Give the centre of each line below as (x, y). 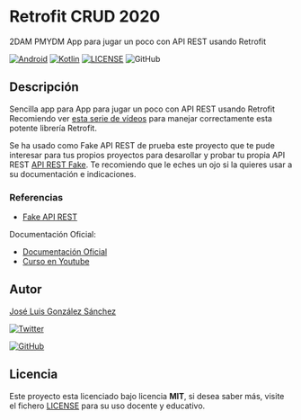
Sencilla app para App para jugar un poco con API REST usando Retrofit (142, 109)
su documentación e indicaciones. (73, 174)
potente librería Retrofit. (53, 128)
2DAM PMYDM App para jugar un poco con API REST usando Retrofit (138, 41)
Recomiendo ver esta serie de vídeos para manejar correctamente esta (141, 118)
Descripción (44, 87)
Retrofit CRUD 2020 (85, 17)
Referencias (36, 197)
